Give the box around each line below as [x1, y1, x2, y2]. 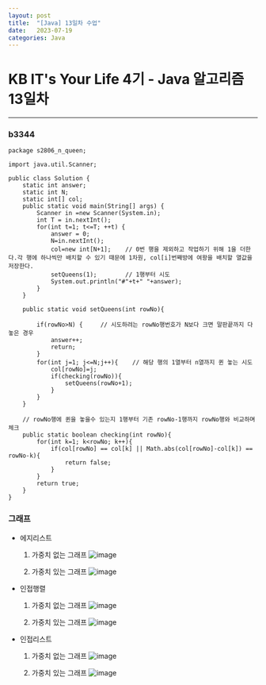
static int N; [22, 188, 69, 197]
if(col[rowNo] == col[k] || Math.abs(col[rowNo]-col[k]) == [50, 445, 253, 453]
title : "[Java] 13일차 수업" [8, 19, 101, 27]
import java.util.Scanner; [8, 160, 97, 169]
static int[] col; [22, 195, 83, 203]
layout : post [8, 11, 51, 20]
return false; [64, 459, 112, 467]
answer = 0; [50, 230, 90, 238]
